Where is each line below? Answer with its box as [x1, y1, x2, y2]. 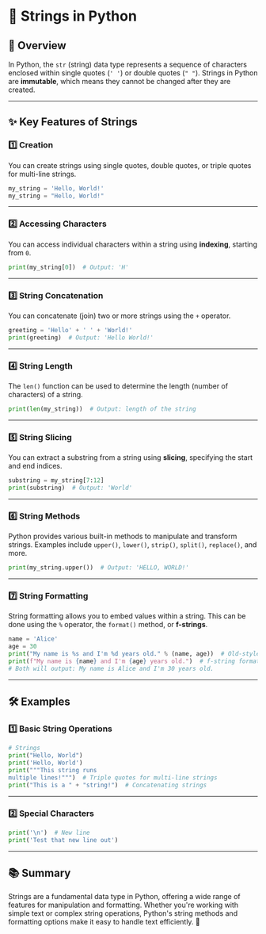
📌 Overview [8, 39, 66, 52]
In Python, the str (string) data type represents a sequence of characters [8, 59, 248, 69]
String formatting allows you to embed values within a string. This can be [8, 611, 246, 621]
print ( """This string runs [8, 767, 97, 775]
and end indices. [8, 461, 63, 471]
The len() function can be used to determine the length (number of [8, 381, 228, 391]
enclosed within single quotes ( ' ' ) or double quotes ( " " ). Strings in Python [8, 68, 258, 78]
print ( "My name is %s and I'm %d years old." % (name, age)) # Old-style [8, 650, 260, 658]
